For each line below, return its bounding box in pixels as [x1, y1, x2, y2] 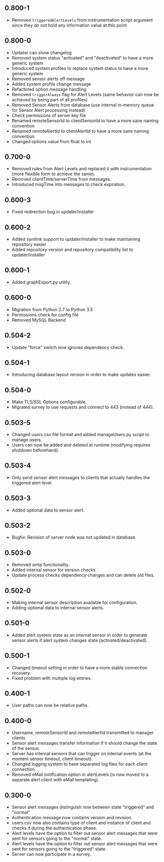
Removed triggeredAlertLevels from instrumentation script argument [11, 17, 153, 23]
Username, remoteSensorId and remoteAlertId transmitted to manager [11, 730, 154, 735]
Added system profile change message [11, 81, 91, 87]
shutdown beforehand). [11, 447, 59, 453]
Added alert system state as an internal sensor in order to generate [11, 632, 148, 638]
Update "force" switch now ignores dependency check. [11, 344, 125, 350]
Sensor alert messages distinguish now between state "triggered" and [11, 804, 154, 810]
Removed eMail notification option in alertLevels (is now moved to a [11, 771, 149, 777]
